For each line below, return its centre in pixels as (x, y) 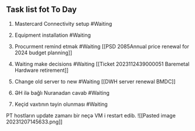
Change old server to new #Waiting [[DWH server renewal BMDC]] (95, 81)
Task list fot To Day (42, 10)
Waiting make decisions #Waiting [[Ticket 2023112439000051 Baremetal (102, 64)
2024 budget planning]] (43, 53)
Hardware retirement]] (41, 70)
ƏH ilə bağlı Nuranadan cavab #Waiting (62, 92)
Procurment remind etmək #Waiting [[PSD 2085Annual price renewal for (102, 46)
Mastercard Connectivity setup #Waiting (63, 23)
